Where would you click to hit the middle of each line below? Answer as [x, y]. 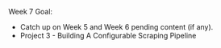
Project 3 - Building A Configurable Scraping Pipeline [108, 36]
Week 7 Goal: [31, 12]
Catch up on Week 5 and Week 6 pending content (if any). [117, 27]
